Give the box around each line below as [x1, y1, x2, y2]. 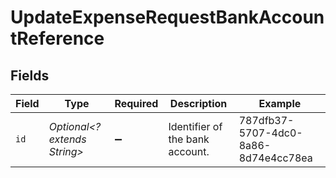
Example [258, 97, 302, 110]
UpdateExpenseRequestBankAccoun [10, 6, 325, 29]
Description [169, 97, 228, 110]
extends [48, 132, 87, 146]
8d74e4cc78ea [238, 151, 313, 165]
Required [114, 97, 159, 110]
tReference [10, 27, 105, 50]
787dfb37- [238, 114, 295, 127]
